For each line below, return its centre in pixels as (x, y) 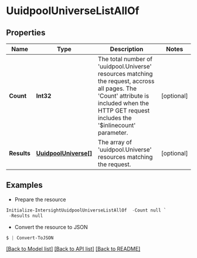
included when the (123, 103)
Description (127, 49)
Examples (24, 185)
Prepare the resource (40, 199)
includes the (115, 118)
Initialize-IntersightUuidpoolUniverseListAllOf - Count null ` (86, 210)
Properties (26, 33)
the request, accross (126, 81)
